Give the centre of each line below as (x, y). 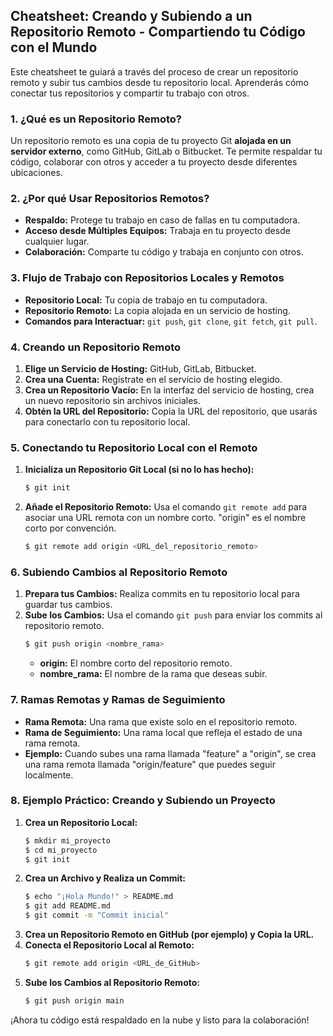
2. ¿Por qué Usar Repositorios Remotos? (110, 199)
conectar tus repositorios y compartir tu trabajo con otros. (130, 93)
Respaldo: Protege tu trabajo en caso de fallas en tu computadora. (162, 220)
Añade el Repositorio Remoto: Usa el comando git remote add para (166, 507)
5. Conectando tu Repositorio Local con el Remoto (134, 447)
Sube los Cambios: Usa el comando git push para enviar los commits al (173, 615)
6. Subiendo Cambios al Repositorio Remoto (119, 572)
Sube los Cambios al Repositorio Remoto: (112, 982)
